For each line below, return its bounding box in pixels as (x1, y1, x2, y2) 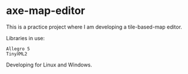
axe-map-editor (6, 4, 85, 17)
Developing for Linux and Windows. (6, 61, 92, 68)
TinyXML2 (6, 51, 28, 57)
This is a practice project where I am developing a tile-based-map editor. (6, 23, 182, 30)
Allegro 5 (6, 45, 31, 52)
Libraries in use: (6, 34, 45, 41)
